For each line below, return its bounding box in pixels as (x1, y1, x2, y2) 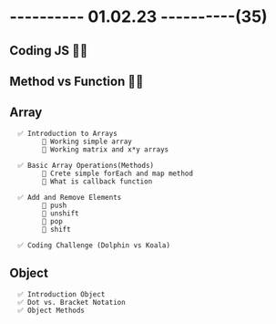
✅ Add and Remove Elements (17, 193, 122, 202)
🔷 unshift (42, 208, 79, 218)
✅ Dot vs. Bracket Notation (17, 298, 126, 307)
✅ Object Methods (17, 306, 85, 315)
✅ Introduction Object (17, 289, 106, 298)
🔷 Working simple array (42, 137, 132, 146)
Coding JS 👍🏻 (9, 43, 88, 58)
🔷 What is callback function (42, 176, 153, 186)
